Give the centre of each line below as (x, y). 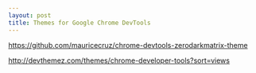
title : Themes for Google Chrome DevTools (80, 23)
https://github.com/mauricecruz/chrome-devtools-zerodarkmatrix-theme (128, 45)
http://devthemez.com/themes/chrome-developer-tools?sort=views (119, 60)
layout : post (30, 15)
